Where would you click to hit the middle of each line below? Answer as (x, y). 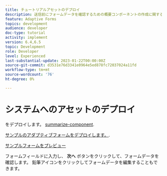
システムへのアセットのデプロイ (70, 109)
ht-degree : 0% (20, 79)
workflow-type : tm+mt (28, 70)
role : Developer (22, 51)
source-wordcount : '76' (30, 75)
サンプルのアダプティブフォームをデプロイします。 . (58, 135)
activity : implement (27, 38)
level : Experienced (25, 56)
